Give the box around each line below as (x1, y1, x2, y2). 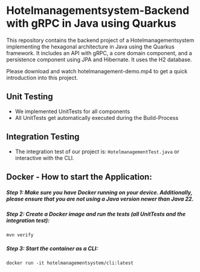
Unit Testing (6, 91, 53, 102)
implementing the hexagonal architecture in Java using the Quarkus (6, 43, 175, 50)
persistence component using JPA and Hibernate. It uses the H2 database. (6, 56, 192, 63)
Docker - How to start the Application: (6, 171, 152, 182)
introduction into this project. (6, 74, 79, 81)
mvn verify (6, 232, 34, 238)
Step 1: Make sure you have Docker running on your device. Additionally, (6, 188, 193, 196)
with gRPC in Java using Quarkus (6, 16, 176, 30)
